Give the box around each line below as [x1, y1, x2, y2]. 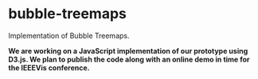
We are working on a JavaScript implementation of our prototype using [8, 46, 248, 55]
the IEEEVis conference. [8, 62, 90, 72]
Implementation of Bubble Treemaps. [8, 31, 130, 40]
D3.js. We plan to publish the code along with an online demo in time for [8, 55, 250, 64]
